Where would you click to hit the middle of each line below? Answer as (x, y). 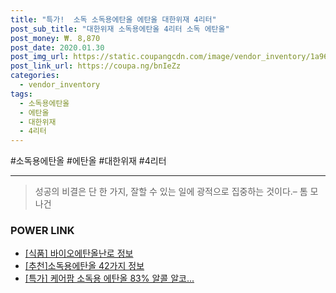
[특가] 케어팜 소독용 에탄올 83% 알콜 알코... (109, 278)
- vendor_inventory (60, 85)
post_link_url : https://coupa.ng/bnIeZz (96, 66)
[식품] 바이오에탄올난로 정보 (79, 253)
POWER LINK (42, 231)
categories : (35, 76)
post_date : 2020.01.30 (57, 47)
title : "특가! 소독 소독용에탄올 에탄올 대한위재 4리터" (113, 19)
